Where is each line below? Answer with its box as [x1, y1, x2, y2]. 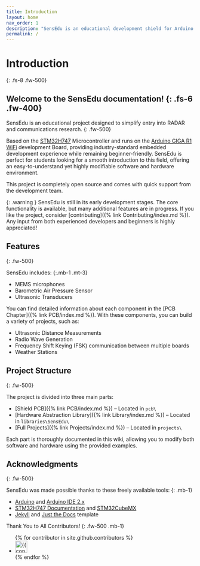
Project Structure [6, 366, 72, 376]
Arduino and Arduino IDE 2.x [14, 498, 85, 506]
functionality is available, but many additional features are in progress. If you [6, 205, 194, 212]
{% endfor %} [14, 553, 50, 561]
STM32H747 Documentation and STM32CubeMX [14, 504, 137, 512]
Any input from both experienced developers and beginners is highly [6, 217, 175, 225]
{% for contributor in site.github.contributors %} [14, 534, 133, 541]
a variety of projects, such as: [6, 317, 79, 325]
